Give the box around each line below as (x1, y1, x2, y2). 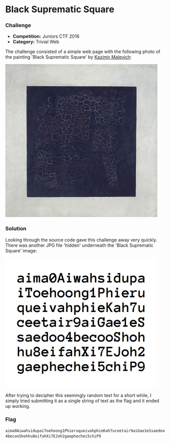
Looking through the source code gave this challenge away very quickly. (5, 237, 158, 243)
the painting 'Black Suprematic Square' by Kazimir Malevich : (5, 54, 132, 60)
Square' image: (5, 247, 37, 253)
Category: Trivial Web (12, 39, 60, 45)
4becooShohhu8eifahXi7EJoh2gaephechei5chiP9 (5, 434, 101, 439)
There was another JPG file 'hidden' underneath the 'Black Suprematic (5, 242, 154, 248)
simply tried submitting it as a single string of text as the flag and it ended (5, 398, 159, 404)
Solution (5, 225, 27, 232)
